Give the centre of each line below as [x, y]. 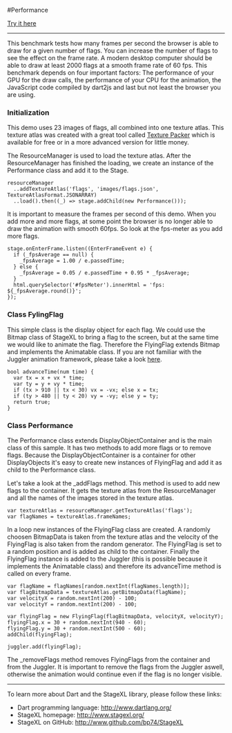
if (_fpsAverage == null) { [54, 255]
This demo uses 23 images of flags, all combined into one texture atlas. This [116, 128]
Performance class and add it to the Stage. [68, 170]
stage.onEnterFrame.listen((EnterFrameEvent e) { [80, 249]
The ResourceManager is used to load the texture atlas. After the [99, 156]
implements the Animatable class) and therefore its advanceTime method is [114, 566]
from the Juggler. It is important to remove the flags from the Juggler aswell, [116, 667]
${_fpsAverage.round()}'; [44, 291]
